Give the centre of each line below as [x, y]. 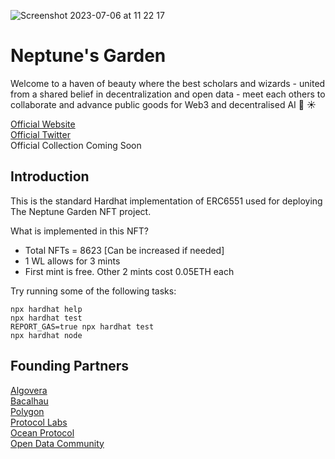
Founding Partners [70, 366]
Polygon [27, 411]
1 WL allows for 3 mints [72, 261]
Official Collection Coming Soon [76, 145]
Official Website [43, 124]
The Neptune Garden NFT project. [81, 211]
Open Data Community [57, 443]
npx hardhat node [46, 335]
